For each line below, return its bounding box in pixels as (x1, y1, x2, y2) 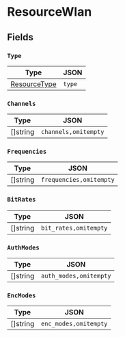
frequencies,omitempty (40, 176, 115, 184)
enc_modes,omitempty (40, 320, 108, 328)
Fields (7, 31, 34, 43)
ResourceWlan (7, 4, 92, 20)
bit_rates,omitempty (40, 224, 108, 232)
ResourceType (10, 79, 57, 89)
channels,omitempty (40, 128, 105, 136)
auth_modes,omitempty (40, 272, 111, 280)
